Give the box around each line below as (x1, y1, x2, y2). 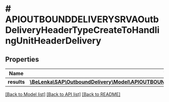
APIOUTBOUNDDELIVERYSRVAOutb (5, 14, 159, 25)
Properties (5, 55, 39, 63)
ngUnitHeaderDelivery (5, 35, 102, 47)
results (8, 78, 25, 85)
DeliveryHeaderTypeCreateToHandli (5, 25, 160, 36)
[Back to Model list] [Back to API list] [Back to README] (5, 91, 121, 97)
